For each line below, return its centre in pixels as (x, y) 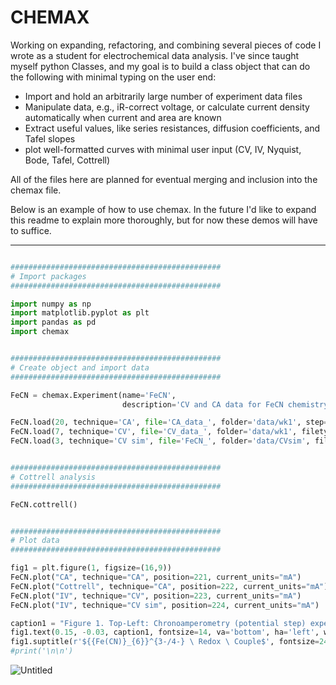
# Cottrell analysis (53, 477)
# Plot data (35, 541)
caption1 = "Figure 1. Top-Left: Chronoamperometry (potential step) (158, 623)
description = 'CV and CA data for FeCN (202, 404)
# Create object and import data (80, 367)
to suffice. (31, 230)
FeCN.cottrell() (44, 504)
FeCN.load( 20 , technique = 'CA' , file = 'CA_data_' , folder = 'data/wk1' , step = (169, 422)
